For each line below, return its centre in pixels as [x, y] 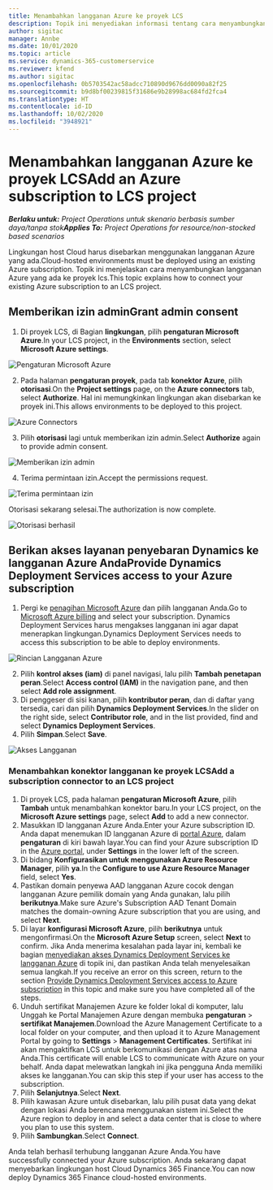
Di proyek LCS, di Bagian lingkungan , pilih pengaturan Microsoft [130, 331]
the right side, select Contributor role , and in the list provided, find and [139, 717]
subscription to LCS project [102, 197]
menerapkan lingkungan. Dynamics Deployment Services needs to [130, 634]
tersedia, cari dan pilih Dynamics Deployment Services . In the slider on [139, 708]
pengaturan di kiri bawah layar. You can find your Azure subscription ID [139, 842]
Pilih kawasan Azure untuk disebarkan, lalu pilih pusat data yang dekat [138, 1101]
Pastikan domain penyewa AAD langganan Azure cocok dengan [127, 885]
